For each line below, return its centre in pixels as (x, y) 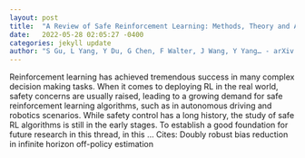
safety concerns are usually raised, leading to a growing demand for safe (146, 97)
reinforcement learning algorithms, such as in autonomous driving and (141, 106)
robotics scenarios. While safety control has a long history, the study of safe (152, 116)
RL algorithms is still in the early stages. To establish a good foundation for (149, 125)
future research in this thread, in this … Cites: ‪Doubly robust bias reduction (149, 135)
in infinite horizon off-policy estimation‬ (82, 144)
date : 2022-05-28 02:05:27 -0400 (77, 34)
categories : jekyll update (60, 43)
